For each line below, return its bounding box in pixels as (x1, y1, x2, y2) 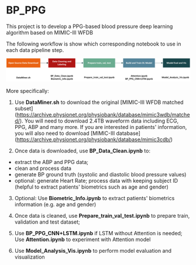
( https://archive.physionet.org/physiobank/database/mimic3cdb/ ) (14, 135, 173, 143)
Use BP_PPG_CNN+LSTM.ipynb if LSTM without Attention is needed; (14, 229, 183, 236)
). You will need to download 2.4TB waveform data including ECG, (19, 117, 179, 124)
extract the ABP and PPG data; (14, 158, 89, 165)
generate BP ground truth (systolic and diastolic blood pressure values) (14, 170, 187, 178)
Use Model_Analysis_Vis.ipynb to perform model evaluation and (14, 247, 171, 254)
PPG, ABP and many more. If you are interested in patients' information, (14, 123, 187, 130)
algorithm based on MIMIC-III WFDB (6, 29, 94, 36)
